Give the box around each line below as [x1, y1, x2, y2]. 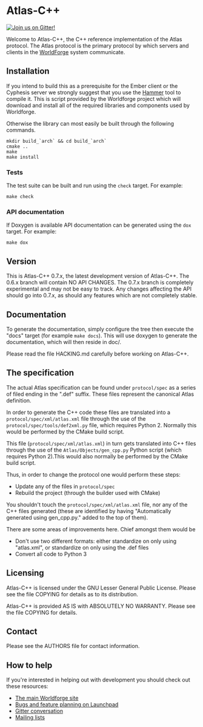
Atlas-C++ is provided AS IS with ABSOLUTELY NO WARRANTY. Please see [6, 602, 196, 610]
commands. [6, 126, 36, 134]
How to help [6, 660, 53, 670]
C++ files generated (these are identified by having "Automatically [6, 507, 171, 514]
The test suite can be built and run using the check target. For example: [6, 182, 183, 189]
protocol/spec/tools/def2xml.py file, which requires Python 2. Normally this [6, 421, 197, 429]
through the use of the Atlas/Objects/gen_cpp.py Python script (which [6, 446, 182, 453]
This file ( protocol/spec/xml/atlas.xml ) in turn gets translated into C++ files [6, 439, 196, 447]
